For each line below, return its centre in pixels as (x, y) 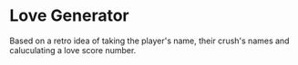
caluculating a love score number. (73, 50)
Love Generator (69, 16)
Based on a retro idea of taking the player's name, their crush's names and (149, 41)
